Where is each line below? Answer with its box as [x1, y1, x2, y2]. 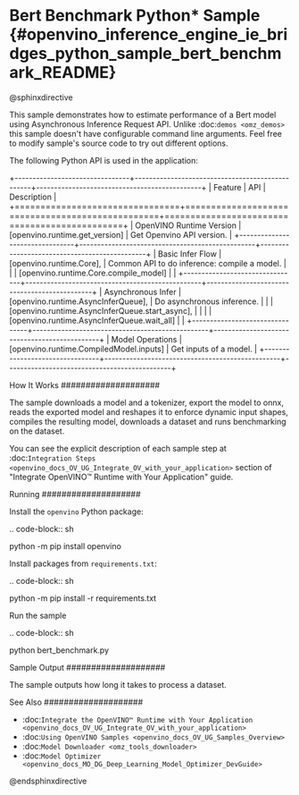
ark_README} [9, 63, 117, 83]
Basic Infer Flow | [157, 248, 222, 259]
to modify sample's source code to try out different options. [9, 138, 228, 148]
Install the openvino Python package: [9, 506, 145, 517]
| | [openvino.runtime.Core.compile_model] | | [9, 267, 177, 278]
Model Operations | [111, 334, 183, 344]
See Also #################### [9, 697, 144, 707]
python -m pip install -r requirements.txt [9, 592, 157, 604]
